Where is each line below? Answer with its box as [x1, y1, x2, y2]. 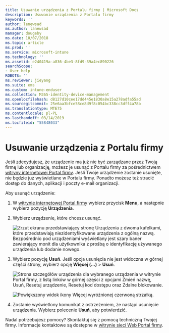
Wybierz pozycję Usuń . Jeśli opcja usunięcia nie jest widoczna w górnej [12, 256, 163, 262]
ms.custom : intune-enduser [5, 87, 62, 92]
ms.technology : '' [5, 54, 44, 60]
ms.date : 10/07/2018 [5, 36, 49, 41]
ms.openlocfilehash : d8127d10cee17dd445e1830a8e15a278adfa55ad [5, 97, 141, 102]
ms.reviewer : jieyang [5, 78, 51, 83]
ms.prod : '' [5, 45, 30, 50]
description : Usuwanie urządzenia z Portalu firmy [5, 12, 114, 17]
